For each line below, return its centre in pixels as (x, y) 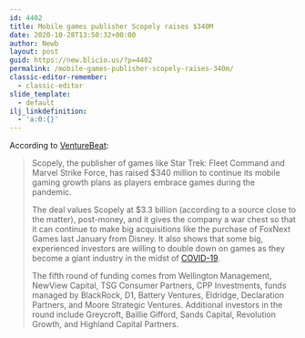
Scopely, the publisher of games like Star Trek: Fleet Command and (158, 163)
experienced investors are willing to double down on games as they (158, 249)
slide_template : (40, 94)
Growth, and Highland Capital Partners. (105, 324)
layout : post (34, 52)
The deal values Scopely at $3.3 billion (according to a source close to (164, 210)
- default (36, 102)
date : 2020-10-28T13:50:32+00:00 (73, 35)
